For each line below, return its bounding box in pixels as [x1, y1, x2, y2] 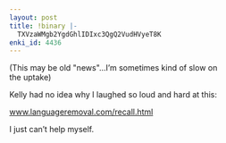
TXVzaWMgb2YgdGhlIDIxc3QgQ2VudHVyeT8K [17, 29, 163, 38]
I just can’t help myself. [9, 124, 95, 135]
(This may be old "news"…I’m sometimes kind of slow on [9, 63, 218, 73]
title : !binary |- [9, 21, 78, 30]
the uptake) [9, 72, 52, 83]
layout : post [9, 13, 58, 22]
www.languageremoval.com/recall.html [9, 106, 154, 117]
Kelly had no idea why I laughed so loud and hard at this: [9, 89, 217, 100]
